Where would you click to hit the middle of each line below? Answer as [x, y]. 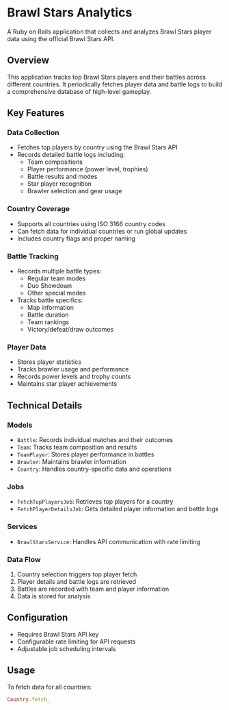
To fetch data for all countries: [50, 687]
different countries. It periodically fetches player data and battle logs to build [115, 84]
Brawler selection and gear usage [75, 191]
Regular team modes [56, 278]
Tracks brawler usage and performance [73, 369]
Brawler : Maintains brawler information [71, 462]
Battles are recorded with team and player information [93, 589]
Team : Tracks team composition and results [77, 448]
